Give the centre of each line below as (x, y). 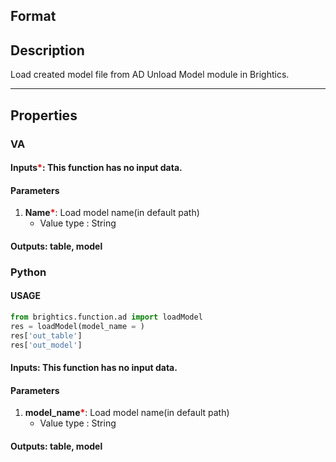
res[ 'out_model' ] (46, 345)
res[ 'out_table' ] (46, 335)
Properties (44, 115)
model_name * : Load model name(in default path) (127, 413)
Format (33, 16)
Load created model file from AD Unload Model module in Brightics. (150, 75)
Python (28, 272)
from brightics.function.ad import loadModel (106, 317)
